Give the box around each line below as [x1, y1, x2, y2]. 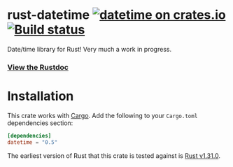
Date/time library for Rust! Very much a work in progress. [7, 45, 172, 53]
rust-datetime [7, 7, 90, 23]
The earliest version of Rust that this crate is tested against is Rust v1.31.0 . [7, 151, 220, 160]
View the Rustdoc [7, 62, 69, 72]
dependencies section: [7, 119, 73, 127]
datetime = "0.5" [7, 138, 58, 146]
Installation [7, 88, 74, 104]
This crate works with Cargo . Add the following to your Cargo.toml [7, 111, 198, 119]
